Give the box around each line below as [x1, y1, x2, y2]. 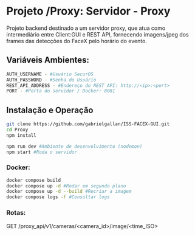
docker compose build [6, 177, 61, 183]
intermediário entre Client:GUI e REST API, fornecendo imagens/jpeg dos [6, 30, 190, 38]
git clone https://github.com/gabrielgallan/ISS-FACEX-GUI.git [6, 121, 170, 127]
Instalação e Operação [6, 105, 94, 115]
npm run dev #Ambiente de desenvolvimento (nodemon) [6, 143, 143, 150]
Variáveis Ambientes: [6, 55, 90, 65]
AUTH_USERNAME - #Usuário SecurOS [6, 71, 94, 77]
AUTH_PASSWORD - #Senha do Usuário [6, 77, 97, 83]
